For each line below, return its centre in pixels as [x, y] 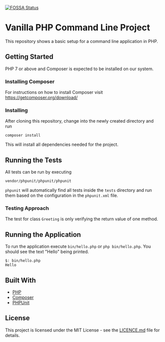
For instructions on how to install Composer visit [54, 92]
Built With [20, 280]
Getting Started [29, 57]
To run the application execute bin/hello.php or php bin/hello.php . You [78, 247]
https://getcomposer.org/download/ [41, 98]
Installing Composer [30, 82]
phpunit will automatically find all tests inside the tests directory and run [79, 190]
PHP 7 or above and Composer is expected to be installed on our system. [79, 69]
